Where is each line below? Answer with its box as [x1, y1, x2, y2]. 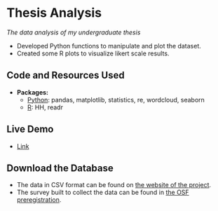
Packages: [16, 88, 49, 96]
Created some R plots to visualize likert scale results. [16, 49, 170, 57]
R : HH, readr [27, 103, 64, 111]
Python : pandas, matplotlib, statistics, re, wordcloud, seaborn [27, 95, 205, 104]
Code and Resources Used [6, 69, 125, 81]
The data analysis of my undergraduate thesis [6, 28, 141, 36]
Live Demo [6, 123, 54, 135]
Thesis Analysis [6, 5, 102, 21]
